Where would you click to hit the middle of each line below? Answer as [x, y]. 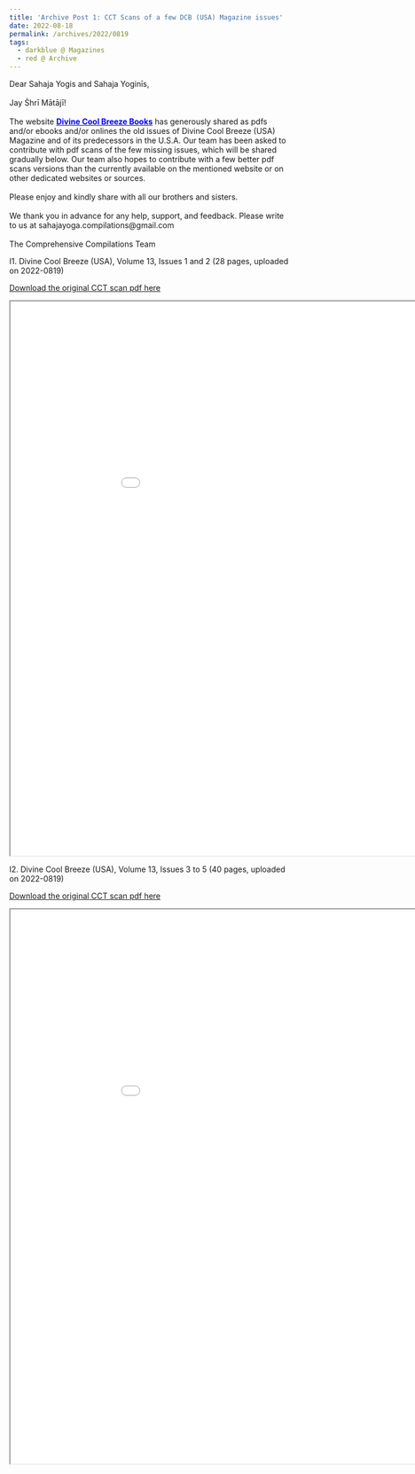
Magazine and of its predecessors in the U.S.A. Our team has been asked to [148, 140]
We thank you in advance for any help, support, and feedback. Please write [147, 216]
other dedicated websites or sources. [78, 178]
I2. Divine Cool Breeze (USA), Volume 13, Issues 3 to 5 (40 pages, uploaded [147, 869]
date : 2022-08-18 [41, 26]
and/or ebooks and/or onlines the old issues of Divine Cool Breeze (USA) [142, 131]
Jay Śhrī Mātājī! [38, 102]
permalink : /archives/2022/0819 [69, 34]
